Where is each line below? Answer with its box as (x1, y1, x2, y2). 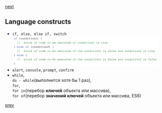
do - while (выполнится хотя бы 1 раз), (12, 77, 92, 83)
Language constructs (5, 18, 71, 26)
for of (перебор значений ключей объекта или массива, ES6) (12, 93, 142, 99)
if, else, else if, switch (12, 31, 67, 37)
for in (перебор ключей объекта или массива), (12, 88, 111, 94)
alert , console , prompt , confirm (12, 67, 74, 73)
